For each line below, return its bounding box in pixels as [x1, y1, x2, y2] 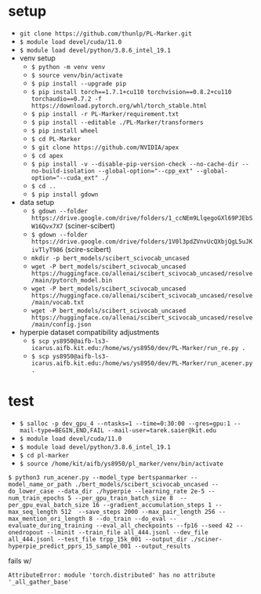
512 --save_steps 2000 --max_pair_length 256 [60, 508, 216, 516]
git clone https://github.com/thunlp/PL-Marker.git [19, 30, 192, 38]
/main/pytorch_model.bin [31, 276, 113, 284]
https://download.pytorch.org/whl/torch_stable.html [31, 101, 208, 110]
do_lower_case [8, 487, 55, 495]
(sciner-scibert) [64, 220, 116, 230]
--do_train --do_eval [95, 515, 167, 523]
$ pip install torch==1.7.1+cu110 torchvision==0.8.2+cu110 [31, 88, 232, 96]
